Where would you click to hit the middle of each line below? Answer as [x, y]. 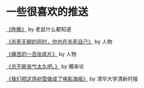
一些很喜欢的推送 [47, 12]
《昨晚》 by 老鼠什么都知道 [39, 29]
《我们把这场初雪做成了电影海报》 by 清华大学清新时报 [72, 79]
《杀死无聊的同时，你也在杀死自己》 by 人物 [59, 41]
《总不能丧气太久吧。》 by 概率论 [45, 66]
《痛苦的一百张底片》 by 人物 [42, 54]
